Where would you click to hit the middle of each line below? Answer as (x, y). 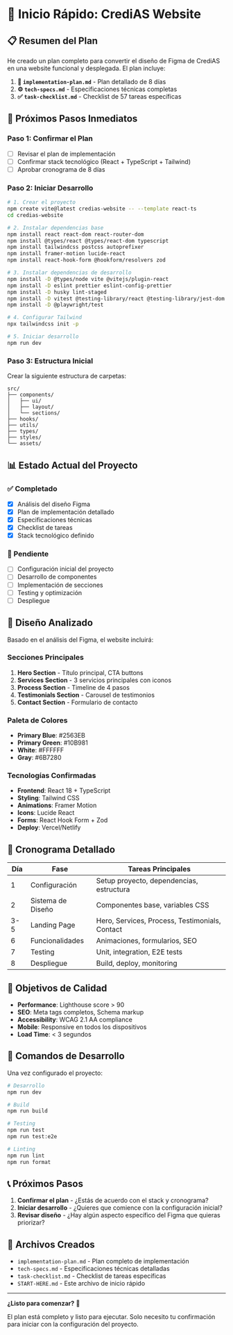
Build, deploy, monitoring (137, 964)
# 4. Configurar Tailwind (44, 318)
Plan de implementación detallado (66, 512)
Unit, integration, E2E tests (139, 952)
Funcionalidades (57, 941)
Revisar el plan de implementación (66, 154)
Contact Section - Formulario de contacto (77, 702)
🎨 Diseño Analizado (50, 623)
